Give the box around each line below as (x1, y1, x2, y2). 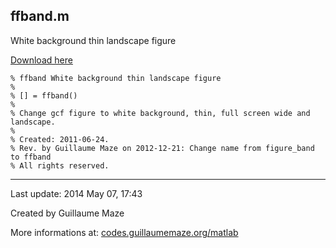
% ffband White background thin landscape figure (10, 73, 222, 83)
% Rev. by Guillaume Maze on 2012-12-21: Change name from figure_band (10, 143, 315, 153)
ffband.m (10, 8, 70, 25)
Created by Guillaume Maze (10, 207, 125, 219)
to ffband (10, 152, 52, 162)
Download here (10, 54, 73, 66)
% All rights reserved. (10, 160, 110, 171)
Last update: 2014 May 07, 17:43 (10, 187, 143, 199)
